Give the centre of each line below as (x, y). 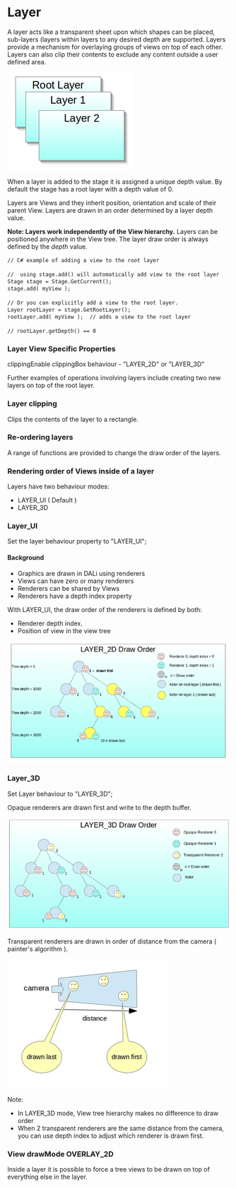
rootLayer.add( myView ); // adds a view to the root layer (99, 317)
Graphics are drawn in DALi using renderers (81, 573)
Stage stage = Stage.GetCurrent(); (60, 281)
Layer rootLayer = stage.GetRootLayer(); (69, 310)
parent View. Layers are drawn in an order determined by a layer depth (110, 210)
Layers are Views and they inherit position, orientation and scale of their (112, 203)
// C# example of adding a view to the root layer (83, 260)
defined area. (27, 61)
